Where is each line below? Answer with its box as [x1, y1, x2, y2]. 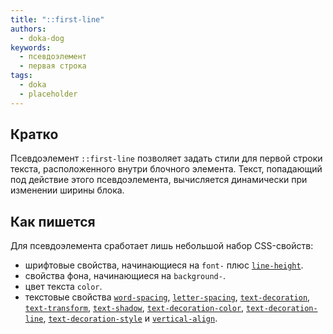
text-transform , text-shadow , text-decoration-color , [24, 302, 245, 314]
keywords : [10, 42, 52, 53]
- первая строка [19, 61, 87, 71]
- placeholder [19, 89, 78, 99]
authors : [10, 24, 47, 34]
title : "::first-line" [10, 14, 105, 25]
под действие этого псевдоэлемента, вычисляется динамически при [10, 174, 308, 186]
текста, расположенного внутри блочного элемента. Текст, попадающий [10, 163, 323, 175]
